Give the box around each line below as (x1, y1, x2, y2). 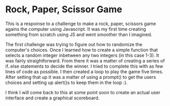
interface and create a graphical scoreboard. (5, 95, 100, 101)
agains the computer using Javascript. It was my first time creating (5, 26, 146, 32)
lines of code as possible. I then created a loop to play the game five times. (5, 68, 164, 75)
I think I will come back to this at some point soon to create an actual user (5, 89, 161, 95)
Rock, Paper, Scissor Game (5, 4, 122, 15)
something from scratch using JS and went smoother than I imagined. (5, 31, 153, 37)
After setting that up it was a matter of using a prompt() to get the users (5, 74, 156, 80)
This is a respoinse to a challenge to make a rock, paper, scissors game (5, 20, 156, 27)
